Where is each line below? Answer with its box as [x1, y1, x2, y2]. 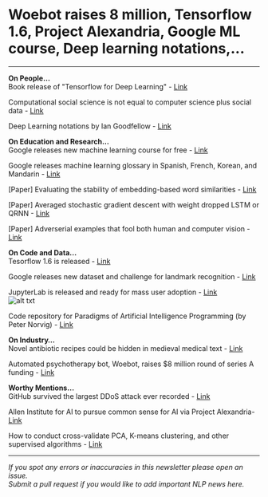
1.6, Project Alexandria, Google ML [8, 22, 241, 41]
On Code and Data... [8, 247, 77, 257]
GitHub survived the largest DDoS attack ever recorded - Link [8, 391, 211, 400]
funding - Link [8, 367, 55, 377]
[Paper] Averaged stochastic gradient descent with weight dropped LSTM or [8, 199, 259, 209]
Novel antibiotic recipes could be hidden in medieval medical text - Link [8, 343, 243, 353]
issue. [8, 471, 28, 480]
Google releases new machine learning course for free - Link [8, 145, 209, 155]
